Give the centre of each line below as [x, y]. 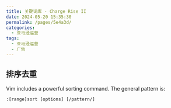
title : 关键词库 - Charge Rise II [46, 11]
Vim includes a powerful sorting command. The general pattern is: [85, 88]
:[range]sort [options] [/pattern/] [50, 99]
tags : [13, 38]
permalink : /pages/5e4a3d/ [39, 22]
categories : [20, 28]
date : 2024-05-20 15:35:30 [39, 17]
